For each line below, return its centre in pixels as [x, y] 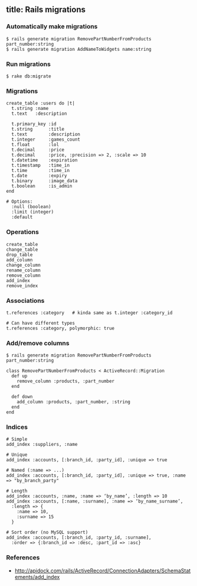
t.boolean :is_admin [42, 186]
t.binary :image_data [45, 181]
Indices [17, 427]
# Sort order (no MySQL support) [47, 532]
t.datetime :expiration [45, 160]
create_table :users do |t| [41, 103]
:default [22, 217]
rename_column [24, 270]
